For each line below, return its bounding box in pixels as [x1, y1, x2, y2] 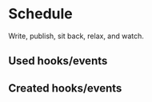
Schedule [8, 5, 74, 23]
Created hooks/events [8, 81, 122, 95]
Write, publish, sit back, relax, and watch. [8, 31, 144, 41]
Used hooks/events [8, 54, 108, 68]
